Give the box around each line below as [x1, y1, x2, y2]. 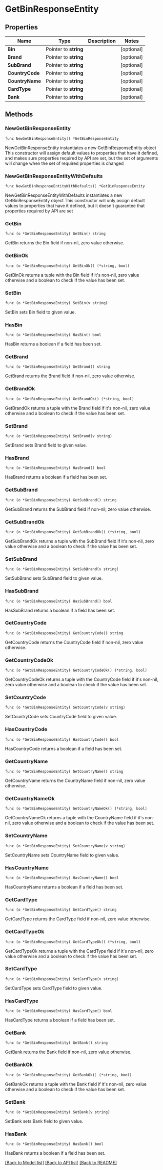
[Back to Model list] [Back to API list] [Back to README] [5, 1160, 117, 1166]
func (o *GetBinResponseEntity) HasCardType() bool [5, 1009, 112, 1014]
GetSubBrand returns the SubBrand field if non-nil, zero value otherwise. [5, 506, 151, 512]
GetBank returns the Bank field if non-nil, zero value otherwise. [5, 1049, 132, 1055]
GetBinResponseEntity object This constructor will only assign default [5, 197, 145, 203]
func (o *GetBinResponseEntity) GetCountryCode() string [5, 630, 123, 636]
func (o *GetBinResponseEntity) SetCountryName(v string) [5, 843, 125, 848]
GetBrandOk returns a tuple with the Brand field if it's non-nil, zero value [5, 405, 150, 411]
